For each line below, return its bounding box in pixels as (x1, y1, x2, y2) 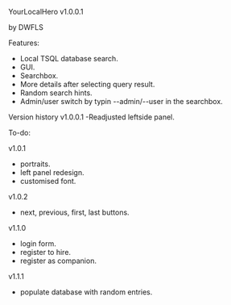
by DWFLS (8, 23, 44, 31)
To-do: (8, 128, 31, 137)
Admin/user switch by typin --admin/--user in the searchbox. (19, 97, 223, 106)
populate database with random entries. (19, 287, 153, 297)
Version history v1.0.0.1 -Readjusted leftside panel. (8, 112, 175, 122)
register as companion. (19, 256, 97, 265)
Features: (8, 38, 40, 48)
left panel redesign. (19, 168, 85, 177)
